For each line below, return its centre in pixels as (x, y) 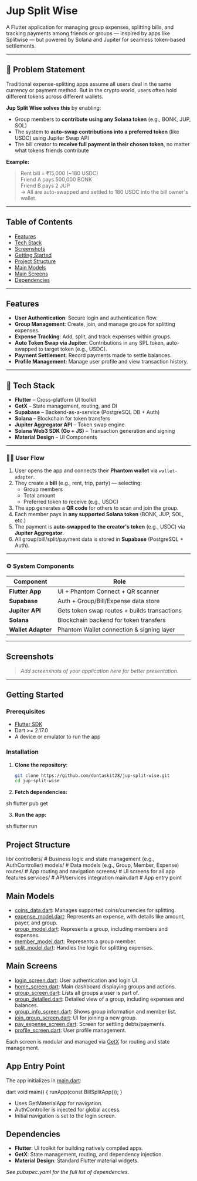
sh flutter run (22, 826)
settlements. (21, 46)
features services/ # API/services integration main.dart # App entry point (94, 878)
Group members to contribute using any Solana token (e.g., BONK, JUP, (103, 119)
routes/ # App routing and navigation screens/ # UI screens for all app (91, 872)
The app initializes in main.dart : (44, 1080)
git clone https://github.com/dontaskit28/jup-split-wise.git (92, 775)
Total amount (39, 496)
